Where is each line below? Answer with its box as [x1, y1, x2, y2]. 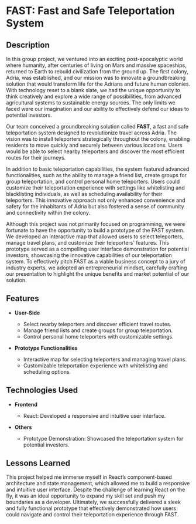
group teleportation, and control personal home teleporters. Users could [6, 178, 180, 185]
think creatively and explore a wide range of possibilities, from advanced [6, 93, 181, 100]
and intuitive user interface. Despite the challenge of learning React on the [6, 486, 185, 493]
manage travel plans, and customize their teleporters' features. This [6, 239, 170, 246]
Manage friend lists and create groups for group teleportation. [23, 327, 173, 334]
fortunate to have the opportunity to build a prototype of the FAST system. [6, 227, 185, 234]
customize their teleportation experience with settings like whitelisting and [6, 184, 185, 191]
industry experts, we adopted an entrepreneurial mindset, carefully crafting [6, 264, 187, 271]
